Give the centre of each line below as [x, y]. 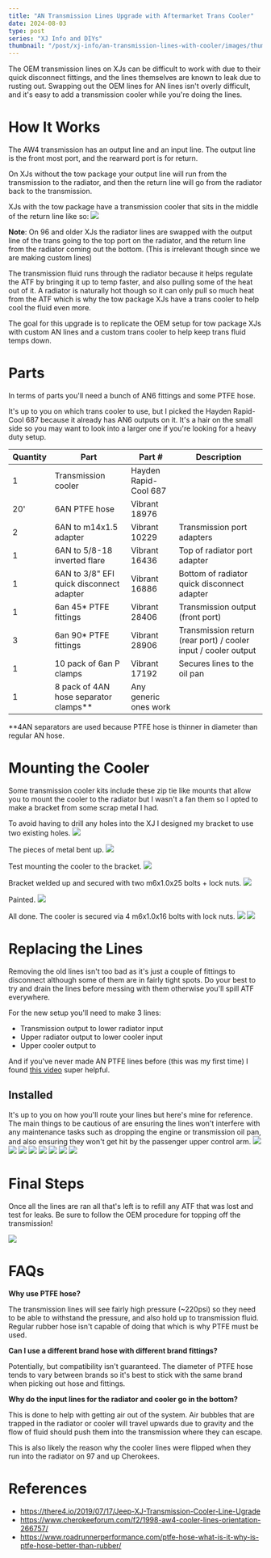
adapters [196, 537]
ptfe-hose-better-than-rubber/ [71, 1545]
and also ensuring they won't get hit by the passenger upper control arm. [130, 1141]
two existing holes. [40, 832]
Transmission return [217, 630]
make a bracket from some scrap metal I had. [83, 807]
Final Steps [46, 1183]
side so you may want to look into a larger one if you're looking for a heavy [132, 428]
